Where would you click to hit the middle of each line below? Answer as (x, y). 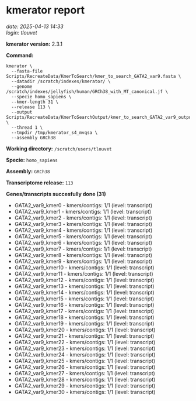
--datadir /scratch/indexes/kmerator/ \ (61, 81)
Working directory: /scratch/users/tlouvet (59, 148)
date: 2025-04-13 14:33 (35, 26)
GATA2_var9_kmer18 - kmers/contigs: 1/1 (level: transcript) (84, 317)
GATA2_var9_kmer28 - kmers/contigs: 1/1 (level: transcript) (85, 379)
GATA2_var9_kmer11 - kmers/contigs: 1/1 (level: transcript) (84, 273)
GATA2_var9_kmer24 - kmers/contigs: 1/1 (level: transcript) (85, 354)
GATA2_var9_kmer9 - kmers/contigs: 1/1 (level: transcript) (83, 261)
